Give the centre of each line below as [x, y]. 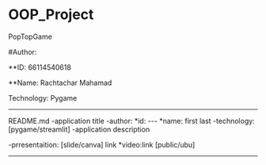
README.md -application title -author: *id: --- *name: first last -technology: [131, 121]
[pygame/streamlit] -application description [79, 129]
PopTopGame [30, 36]
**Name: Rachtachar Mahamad [60, 82]
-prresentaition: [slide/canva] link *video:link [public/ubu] [102, 144]
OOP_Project [51, 15]
